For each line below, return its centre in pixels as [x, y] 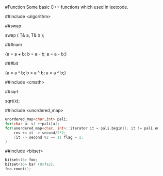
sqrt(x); [13, 101]
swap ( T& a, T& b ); [25, 35]
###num [14, 45]
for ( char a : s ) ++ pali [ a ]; [32, 124]
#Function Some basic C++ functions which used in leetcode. [67, 7]
